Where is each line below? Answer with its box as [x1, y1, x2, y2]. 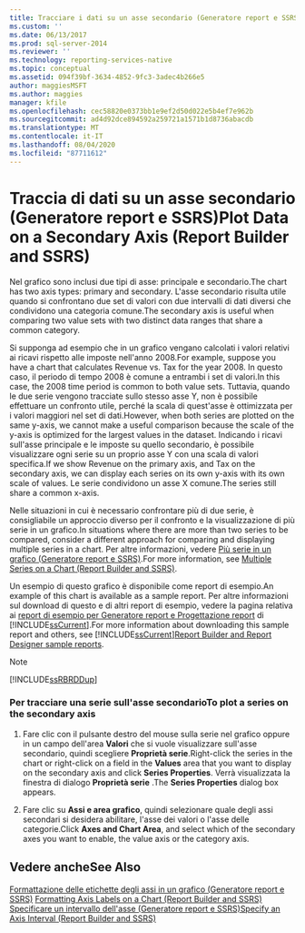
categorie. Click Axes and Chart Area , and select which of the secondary [22, 823, 296, 834]
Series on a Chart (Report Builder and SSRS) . [9, 563, 178, 573]
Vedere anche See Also [9, 859, 142, 875]
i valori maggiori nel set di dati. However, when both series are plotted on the [9, 410, 295, 421]
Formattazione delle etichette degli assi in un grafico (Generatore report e [9, 884, 285, 895]
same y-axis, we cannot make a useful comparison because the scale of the [9, 420, 295, 431]
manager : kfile [9, 97, 67, 107]
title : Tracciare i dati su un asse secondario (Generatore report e [9, 13, 279, 23]
